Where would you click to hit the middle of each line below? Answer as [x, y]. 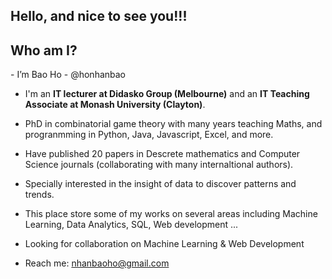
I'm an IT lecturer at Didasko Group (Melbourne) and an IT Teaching [167, 94]
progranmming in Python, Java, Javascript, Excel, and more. [149, 135]
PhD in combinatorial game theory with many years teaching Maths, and [173, 124]
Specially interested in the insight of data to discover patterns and [160, 184]
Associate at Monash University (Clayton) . [115, 105]
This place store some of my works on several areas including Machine [171, 214]
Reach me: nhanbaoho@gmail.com [97, 263]
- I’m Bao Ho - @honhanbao [68, 75]
